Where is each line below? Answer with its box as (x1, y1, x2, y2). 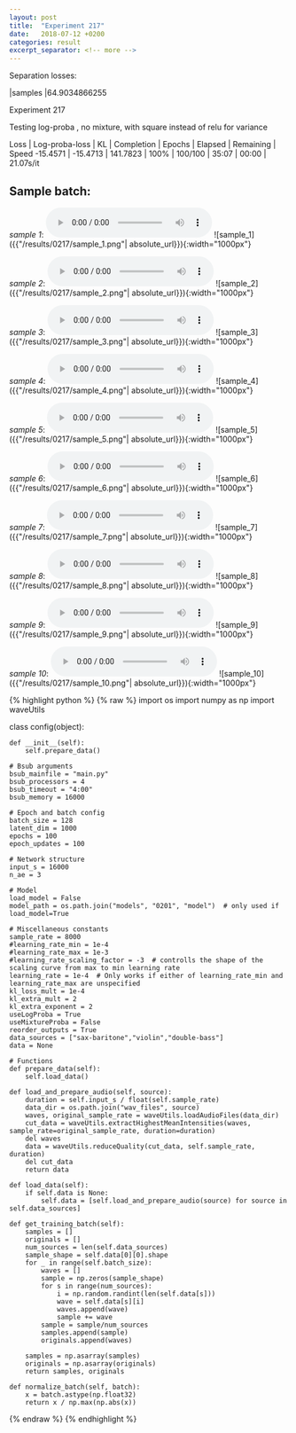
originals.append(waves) (41, 1335, 133, 1344)
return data (25, 1165, 69, 1174)
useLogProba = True (9, 1010, 82, 1019)
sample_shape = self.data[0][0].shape (25, 1250, 168, 1259)
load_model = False (9, 893, 82, 903)
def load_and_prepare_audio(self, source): (9, 1087, 173, 1096)
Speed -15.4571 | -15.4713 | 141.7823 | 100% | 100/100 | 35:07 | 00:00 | (9, 148, 267, 160)
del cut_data (25, 1157, 74, 1166)
